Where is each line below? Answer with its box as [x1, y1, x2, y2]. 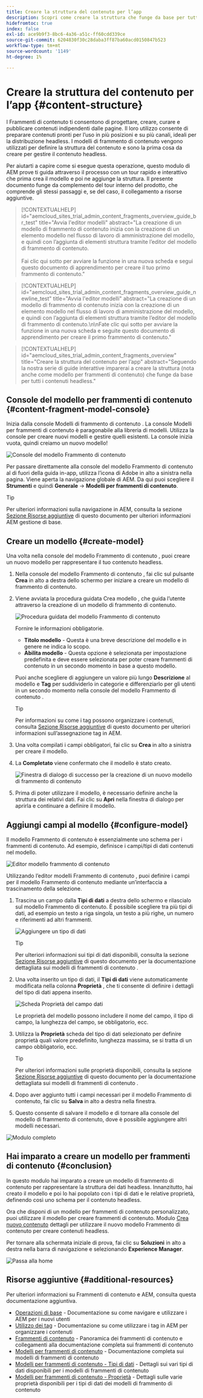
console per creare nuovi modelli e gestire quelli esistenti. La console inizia [6, 433, 193, 441]
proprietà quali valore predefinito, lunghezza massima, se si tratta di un [14, 1037, 192, 1044]
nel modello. [6, 848, 37, 856]
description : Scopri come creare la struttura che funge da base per [6, 15, 185, 21]
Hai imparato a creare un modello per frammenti [6, 1151, 190, 1162]
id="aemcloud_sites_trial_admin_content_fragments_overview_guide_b [21, 212, 196, 220]
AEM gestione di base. [6, 519, 62, 526]
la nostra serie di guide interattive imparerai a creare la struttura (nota [21, 364, 195, 372]
